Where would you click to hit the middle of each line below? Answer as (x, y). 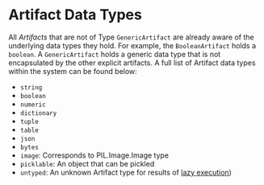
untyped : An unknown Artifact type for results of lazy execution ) (126, 172)
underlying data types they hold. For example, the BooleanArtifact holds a (132, 45)
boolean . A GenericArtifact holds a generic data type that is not (115, 54)
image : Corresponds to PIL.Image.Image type (94, 155)
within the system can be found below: (73, 71)
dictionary (38, 113)
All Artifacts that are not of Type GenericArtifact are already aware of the (131, 37)
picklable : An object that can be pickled (87, 163)
